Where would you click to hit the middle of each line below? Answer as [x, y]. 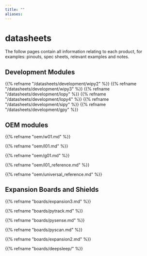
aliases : [14, 14]
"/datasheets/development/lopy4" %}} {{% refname [57, 99]
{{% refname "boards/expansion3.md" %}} [48, 201]
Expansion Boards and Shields [52, 190]
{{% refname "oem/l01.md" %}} [37, 146]
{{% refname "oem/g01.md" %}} [37, 156]
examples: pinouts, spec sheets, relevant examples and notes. [67, 57]
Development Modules [40, 72]
